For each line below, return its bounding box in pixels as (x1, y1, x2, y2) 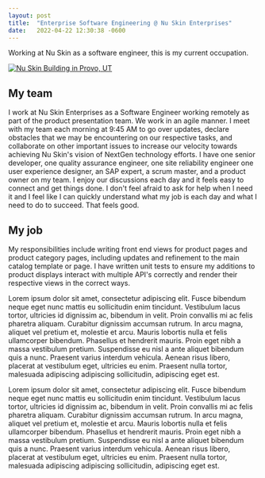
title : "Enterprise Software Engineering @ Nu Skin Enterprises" (8, 19, 232, 27)
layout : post (8, 11, 52, 20)
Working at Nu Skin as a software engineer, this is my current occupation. (8, 48, 249, 58)
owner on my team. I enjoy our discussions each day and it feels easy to (8, 175, 244, 185)
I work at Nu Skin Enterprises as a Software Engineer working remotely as (8, 108, 250, 118)
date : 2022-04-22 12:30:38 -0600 (8, 26, 126, 34)
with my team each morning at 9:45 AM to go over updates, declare (8, 125, 230, 134)
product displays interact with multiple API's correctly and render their (8, 270, 238, 279)
